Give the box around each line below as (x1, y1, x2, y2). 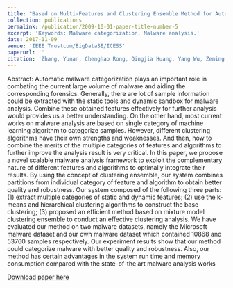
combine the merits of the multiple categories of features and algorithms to (7, 141, 222, 150)
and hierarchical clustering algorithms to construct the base (28, 200, 199, 209)
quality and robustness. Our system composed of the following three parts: (7, 185, 222, 193)
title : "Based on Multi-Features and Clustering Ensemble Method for (7, 10, 213, 17)
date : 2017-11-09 (7, 36, 58, 43)
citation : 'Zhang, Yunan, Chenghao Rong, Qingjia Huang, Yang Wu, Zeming (7, 56, 225, 63)
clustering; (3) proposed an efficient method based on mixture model (7, 207, 205, 216)
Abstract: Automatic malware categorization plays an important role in (7, 74, 207, 83)
